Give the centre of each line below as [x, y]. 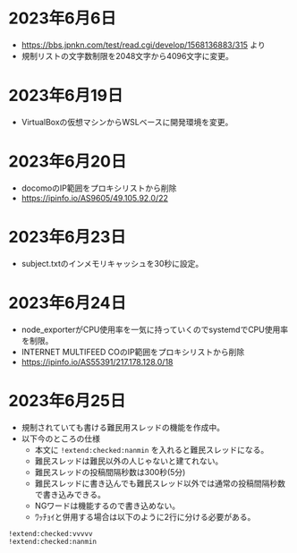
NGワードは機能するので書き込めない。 [107, 506]
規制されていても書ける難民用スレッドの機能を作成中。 [123, 427]
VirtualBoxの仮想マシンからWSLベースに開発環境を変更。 [127, 122]
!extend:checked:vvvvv [51, 533]
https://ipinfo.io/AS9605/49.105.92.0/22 [95, 198]
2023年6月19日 [66, 96]
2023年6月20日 [68, 162]
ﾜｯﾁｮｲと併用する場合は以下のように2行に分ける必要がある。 [145, 516]
